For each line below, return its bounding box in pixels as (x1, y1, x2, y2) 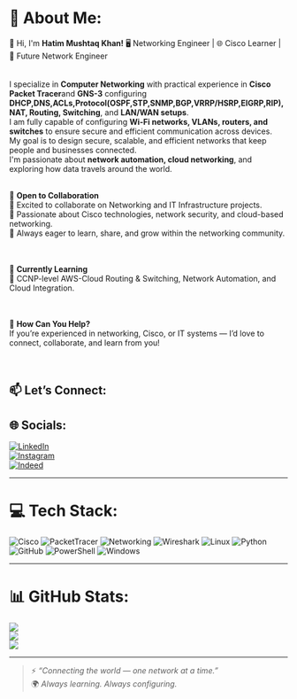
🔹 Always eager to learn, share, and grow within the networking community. (9, 228, 286, 238)
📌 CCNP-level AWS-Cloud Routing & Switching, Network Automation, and (9, 273, 277, 283)
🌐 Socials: (9, 417, 67, 432)
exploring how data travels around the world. (9, 163, 172, 174)
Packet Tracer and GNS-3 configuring (9, 88, 148, 98)
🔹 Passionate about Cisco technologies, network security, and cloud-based (9, 208, 285, 220)
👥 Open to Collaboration (9, 190, 99, 200)
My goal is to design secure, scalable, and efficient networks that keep (9, 135, 267, 145)
